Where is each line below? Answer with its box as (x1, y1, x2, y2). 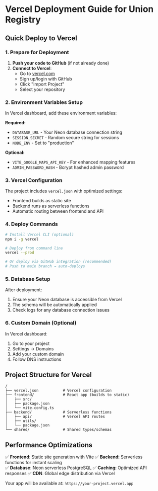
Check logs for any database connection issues (12, 307, 110, 313)
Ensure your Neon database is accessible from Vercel (12, 297, 122, 303)
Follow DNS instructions (12, 356, 61, 362)
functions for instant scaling (5, 460, 62, 466)
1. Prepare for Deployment (5, 49, 69, 56)
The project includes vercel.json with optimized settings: (5, 188, 123, 194)
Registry (5, 14, 41, 25)
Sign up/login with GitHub (19, 76, 72, 82)
